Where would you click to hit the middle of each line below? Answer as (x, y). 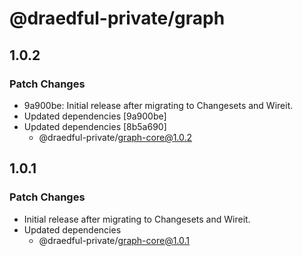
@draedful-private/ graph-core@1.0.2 (115, 137)
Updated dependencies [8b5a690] (95, 126)
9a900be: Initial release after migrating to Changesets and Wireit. (158, 105)
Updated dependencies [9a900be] (95, 116)
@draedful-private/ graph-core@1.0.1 (114, 240)
